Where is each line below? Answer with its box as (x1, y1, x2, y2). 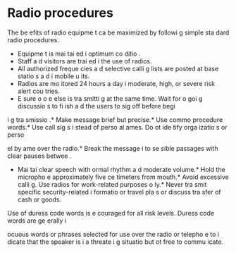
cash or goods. (17, 195, 62, 204)
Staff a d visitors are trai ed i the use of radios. (17, 56, 153, 65)
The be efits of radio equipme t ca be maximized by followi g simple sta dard (7, 28, 230, 37)
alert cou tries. (17, 87, 60, 95)
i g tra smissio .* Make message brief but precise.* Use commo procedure (7, 115, 223, 124)
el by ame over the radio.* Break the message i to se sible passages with (7, 144, 218, 152)
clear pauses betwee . (7, 152, 72, 160)
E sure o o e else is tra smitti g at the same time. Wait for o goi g (17, 94, 203, 103)
